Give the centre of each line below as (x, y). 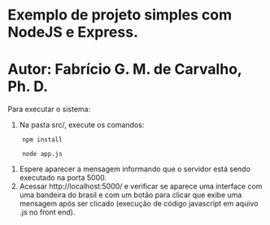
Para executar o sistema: (49, 109)
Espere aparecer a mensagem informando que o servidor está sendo (135, 169)
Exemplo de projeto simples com (120, 15)
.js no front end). (47, 212)
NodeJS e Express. (73, 32)
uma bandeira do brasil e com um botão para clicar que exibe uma (131, 195)
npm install (42, 140)
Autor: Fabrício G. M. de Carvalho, (125, 69)
